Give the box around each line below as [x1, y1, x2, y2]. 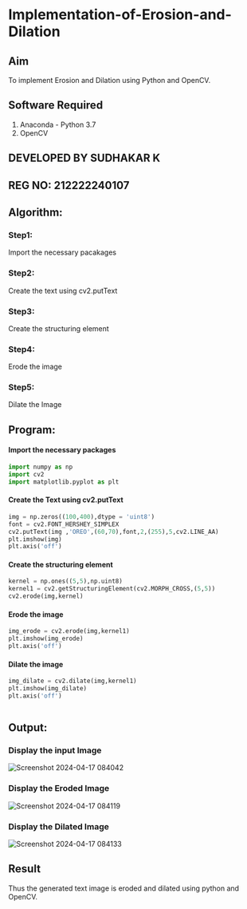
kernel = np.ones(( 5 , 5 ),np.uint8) [8, 577, 123, 586]
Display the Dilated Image [8, 820, 109, 832]
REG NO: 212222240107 [8, 178, 130, 192]
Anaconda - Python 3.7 [19, 120, 96, 129]
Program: [8, 423, 56, 437]
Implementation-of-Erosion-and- [8, 6, 233, 24]
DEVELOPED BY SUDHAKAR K [8, 152, 161, 165]
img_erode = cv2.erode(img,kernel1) [8, 627, 130, 635]
